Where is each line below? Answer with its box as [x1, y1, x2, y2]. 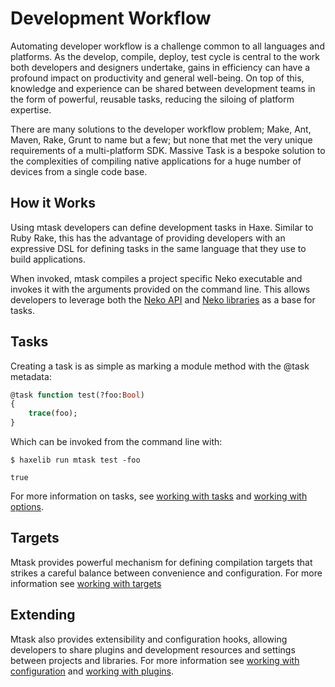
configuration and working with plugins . [10, 665, 174, 677]
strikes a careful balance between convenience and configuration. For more [10, 567, 323, 579]
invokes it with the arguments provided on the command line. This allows [10, 283, 311, 295]
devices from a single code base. [10, 165, 148, 177]
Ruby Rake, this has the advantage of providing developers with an [10, 232, 286, 244]
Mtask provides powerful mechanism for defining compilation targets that [10, 556, 313, 568]
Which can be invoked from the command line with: [10, 436, 223, 448]
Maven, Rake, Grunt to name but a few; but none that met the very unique [10, 133, 313, 146]
